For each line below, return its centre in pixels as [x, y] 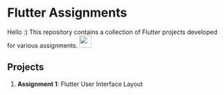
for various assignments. [43, 45]
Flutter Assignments [67, 13]
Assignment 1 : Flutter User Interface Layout [80, 84]
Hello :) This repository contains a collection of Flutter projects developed [112, 32]
